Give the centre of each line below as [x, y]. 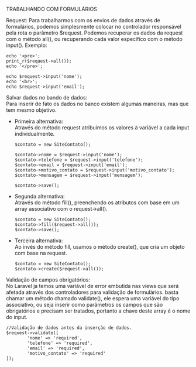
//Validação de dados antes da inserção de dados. [69, 328]
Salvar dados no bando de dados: [47, 97]
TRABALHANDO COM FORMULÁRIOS [52, 9]
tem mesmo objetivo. [31, 110]
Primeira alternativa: [39, 121]
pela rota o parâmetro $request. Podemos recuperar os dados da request [94, 33]
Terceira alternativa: [39, 241]
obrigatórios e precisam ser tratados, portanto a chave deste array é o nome [98, 311]
